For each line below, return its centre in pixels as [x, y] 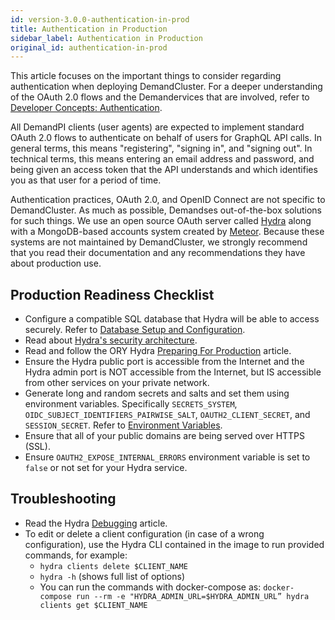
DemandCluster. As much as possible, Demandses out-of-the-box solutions [166, 210]
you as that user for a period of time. [86, 180]
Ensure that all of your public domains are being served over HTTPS [165, 436]
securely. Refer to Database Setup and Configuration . [135, 330]
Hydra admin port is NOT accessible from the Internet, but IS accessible [173, 372]
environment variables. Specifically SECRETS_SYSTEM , [131, 404]
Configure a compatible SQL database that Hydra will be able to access [172, 319]
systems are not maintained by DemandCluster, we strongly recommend [159, 242]
